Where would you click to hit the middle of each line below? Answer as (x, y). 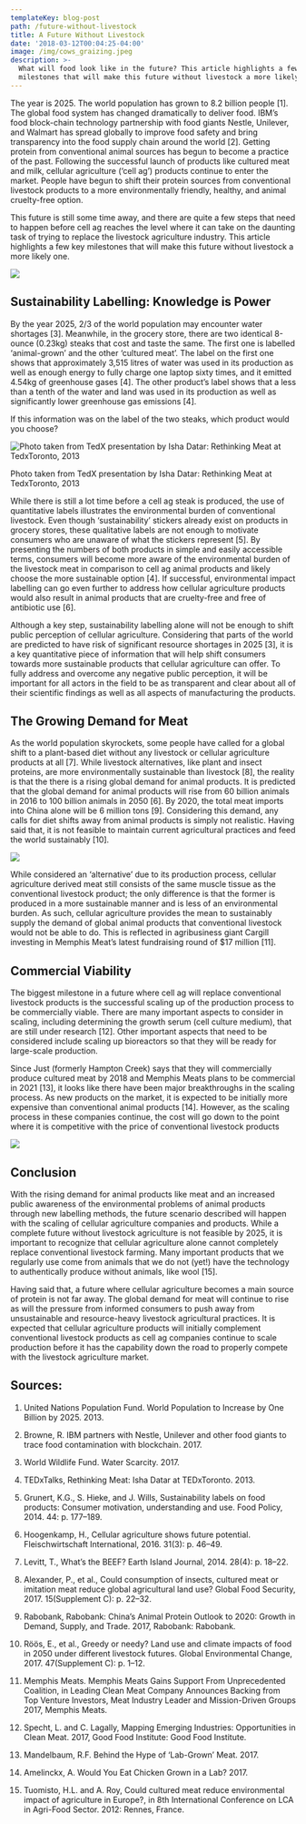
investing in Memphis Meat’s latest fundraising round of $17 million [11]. (143, 943)
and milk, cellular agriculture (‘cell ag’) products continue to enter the (139, 170)
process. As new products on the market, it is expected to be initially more (149, 1097)
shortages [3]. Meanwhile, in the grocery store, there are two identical (142, 333)
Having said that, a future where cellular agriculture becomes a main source (152, 1289)
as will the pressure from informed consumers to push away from (133, 1309)
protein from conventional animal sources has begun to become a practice (150, 151)
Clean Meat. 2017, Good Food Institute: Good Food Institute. (135, 1737)
